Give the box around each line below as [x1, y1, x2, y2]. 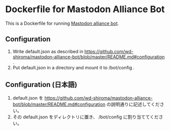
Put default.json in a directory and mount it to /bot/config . [12, 64, 135, 70]
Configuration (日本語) [5, 80, 77, 89]
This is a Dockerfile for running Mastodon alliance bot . [5, 20, 119, 26]
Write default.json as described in [12, 48, 83, 54]
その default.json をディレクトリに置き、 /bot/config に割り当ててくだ [12, 114, 159, 120]
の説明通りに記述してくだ [106, 101, 160, 107]
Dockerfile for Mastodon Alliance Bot [5, 4, 165, 15]
